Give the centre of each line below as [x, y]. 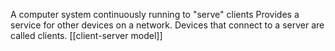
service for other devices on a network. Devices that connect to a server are [167, 25]
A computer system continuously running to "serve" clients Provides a [155, 14]
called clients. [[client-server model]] [86, 35]
